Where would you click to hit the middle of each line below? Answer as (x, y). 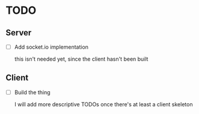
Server (19, 33)
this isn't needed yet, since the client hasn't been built (81, 59)
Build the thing (32, 92)
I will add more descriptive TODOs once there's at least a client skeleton (103, 104)
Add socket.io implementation (51, 47)
